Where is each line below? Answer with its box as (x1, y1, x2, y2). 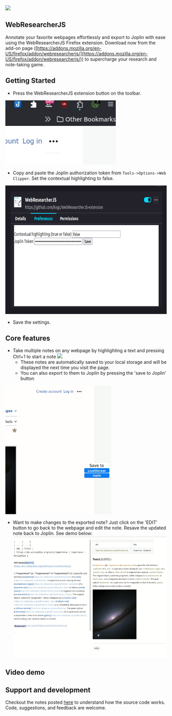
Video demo (5, 668, 45, 677)
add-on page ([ (5, 45, 37, 51)
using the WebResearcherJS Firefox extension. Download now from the (5, 40, 156, 46)
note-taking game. (5, 61, 45, 67)
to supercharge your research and (84, 56, 157, 62)
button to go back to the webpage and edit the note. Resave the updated (12, 525, 166, 531)
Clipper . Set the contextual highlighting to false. (12, 175, 114, 181)
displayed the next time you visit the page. (20, 364, 110, 371)
